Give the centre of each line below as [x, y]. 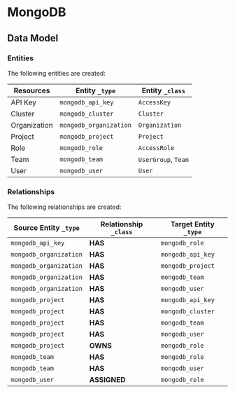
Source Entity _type [47, 228]
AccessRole [156, 148]
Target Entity [192, 224]
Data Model [33, 38]
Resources [32, 90]
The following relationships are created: [64, 207]
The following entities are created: [57, 73]
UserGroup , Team [163, 159]
